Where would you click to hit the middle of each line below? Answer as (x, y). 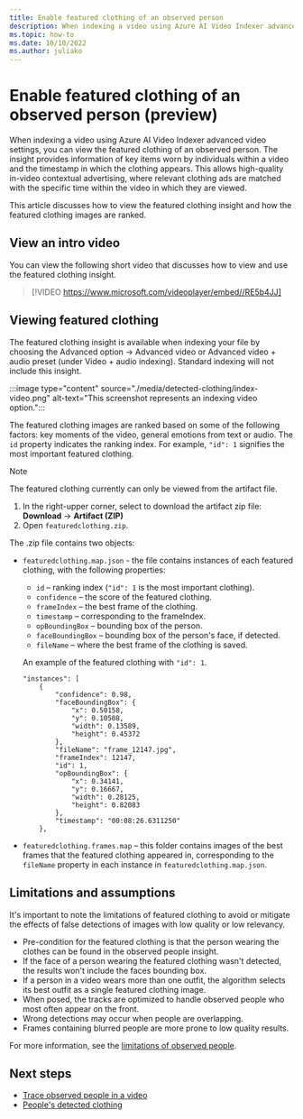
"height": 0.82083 (106, 805)
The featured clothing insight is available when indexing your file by (135, 342)
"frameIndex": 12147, (96, 757)
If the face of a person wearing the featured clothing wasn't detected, (152, 960)
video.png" (30, 398)
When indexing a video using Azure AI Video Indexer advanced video (138, 140)
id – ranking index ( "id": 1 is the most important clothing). (145, 587)
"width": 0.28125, (106, 797)
